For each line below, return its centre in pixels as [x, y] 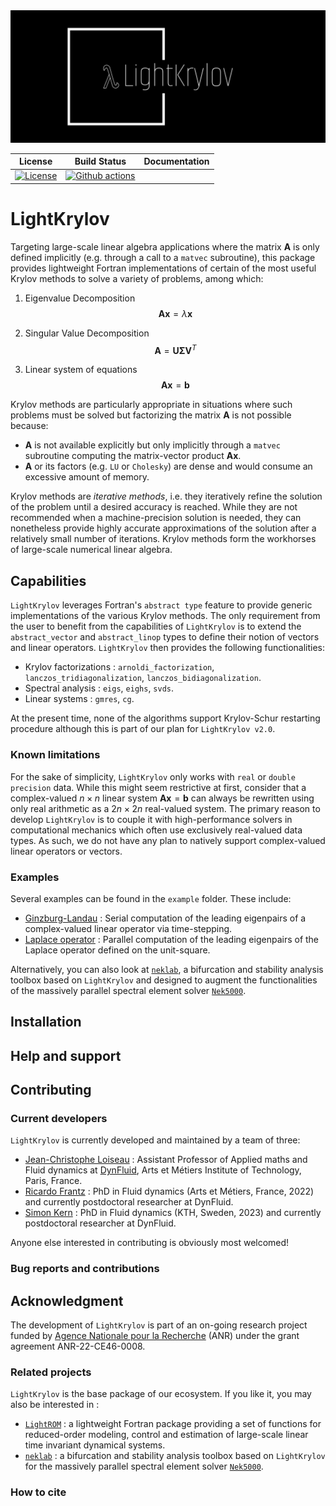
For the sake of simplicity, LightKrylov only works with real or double [153, 776]
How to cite [38, 1492]
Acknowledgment [67, 1300]
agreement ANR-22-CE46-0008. [78, 1346]
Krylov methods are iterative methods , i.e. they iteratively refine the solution [166, 496]
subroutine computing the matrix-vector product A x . [133, 456]
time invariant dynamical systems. [95, 1445]
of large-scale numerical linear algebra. [91, 550]
